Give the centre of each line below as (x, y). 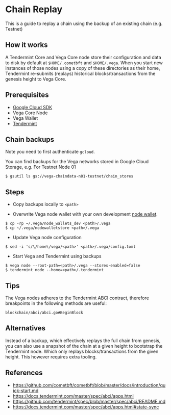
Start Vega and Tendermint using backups (57, 256)
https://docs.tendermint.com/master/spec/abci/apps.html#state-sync (86, 407)
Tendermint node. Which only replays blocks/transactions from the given (82, 351)
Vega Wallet (25, 118)
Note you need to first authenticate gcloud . (50, 152)
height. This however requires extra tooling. (51, 357)
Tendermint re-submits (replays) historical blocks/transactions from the (80, 73)
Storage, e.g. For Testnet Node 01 (41, 167)
